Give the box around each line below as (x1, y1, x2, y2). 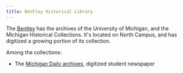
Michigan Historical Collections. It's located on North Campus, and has (6, 31, 177, 38)
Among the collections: (6, 48, 62, 56)
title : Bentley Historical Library (6, 8, 93, 15)
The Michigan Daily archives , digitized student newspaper (14, 60, 155, 67)
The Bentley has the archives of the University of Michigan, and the (6, 25, 169, 32)
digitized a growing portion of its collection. (6, 37, 111, 44)
